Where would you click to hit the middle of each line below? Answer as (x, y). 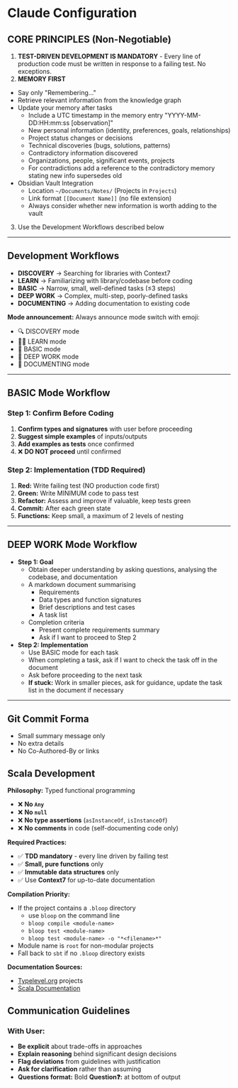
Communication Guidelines (69, 1010)
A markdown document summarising (82, 584)
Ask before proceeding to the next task (85, 675)
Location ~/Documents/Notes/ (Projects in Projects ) (102, 191)
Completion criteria (56, 622)
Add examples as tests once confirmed (76, 444)
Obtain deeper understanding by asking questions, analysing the (123, 569)
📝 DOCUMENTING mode (53, 364)
